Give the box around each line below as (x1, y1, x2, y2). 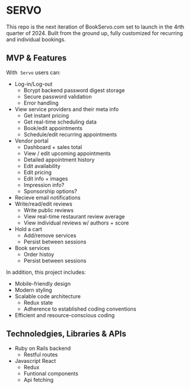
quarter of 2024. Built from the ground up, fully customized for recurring (6, 29, 183, 36)
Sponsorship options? (23, 188, 77, 195)
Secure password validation (23, 93, 92, 100)
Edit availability (23, 162, 61, 169)
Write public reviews (23, 206, 74, 214)
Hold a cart (14, 225, 43, 232)
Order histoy (23, 251, 55, 258)
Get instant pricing (23, 112, 69, 119)
